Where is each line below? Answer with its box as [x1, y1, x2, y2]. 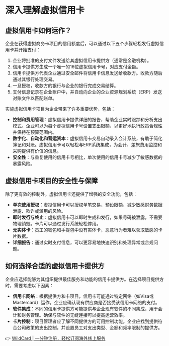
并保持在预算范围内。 [12, 129, 57, 135]
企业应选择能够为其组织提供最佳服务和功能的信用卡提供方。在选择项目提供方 [5, 276, 164, 282]
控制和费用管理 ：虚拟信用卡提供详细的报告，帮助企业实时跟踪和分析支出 [12, 117, 162, 122]
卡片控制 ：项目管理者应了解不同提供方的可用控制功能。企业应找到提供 [12, 318, 158, 324]
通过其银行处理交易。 [12, 76, 57, 82]
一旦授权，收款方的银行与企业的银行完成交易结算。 [12, 82, 119, 89]
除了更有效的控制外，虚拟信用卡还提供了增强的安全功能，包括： [5, 191, 137, 197]
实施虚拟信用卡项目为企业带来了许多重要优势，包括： [5, 106, 116, 112]
